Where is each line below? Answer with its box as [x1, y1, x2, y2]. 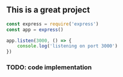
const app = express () [6, 27, 64, 33]
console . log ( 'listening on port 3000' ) [17, 43, 118, 49]
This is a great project [6, 5, 90, 15]
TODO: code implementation [6, 63, 92, 72]
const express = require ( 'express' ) [6, 21, 99, 27]
